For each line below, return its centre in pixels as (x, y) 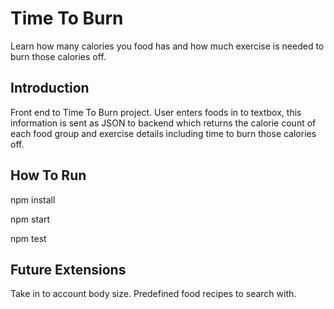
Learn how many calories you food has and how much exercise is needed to (167, 46)
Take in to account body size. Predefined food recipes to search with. (153, 294)
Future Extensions (68, 269)
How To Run (48, 175)
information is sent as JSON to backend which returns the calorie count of (163, 123)
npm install (33, 199)
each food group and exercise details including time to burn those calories (163, 133)
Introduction (50, 88)
